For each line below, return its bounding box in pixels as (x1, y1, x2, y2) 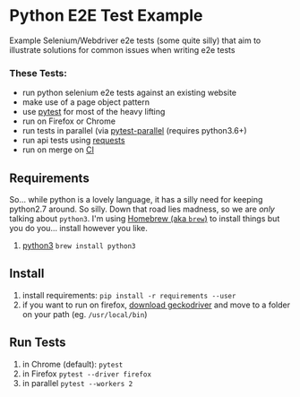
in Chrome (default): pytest (21, 358, 124, 369)
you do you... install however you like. (9, 223, 148, 234)
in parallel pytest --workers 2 (21, 377, 133, 388)
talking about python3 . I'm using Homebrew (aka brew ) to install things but (9, 213, 280, 224)
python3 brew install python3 (21, 240, 136, 251)
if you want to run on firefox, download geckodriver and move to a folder (21, 299, 291, 310)
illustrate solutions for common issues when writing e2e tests (9, 44, 236, 55)
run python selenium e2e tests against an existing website (21, 87, 237, 99)
